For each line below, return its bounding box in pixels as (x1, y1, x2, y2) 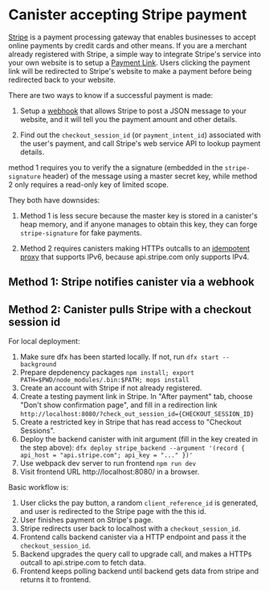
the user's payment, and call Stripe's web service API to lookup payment (19, 138, 261, 148)
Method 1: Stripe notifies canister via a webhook (8, 275, 255, 289)
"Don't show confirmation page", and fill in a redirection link (19, 400, 218, 410)
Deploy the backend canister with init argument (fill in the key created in (19, 434, 259, 444)
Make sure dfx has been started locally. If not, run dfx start (19, 352, 219, 362)
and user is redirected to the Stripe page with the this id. (19, 507, 206, 516)
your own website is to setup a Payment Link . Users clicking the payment (8, 58, 251, 67)
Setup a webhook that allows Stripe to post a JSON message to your (19, 106, 247, 116)
